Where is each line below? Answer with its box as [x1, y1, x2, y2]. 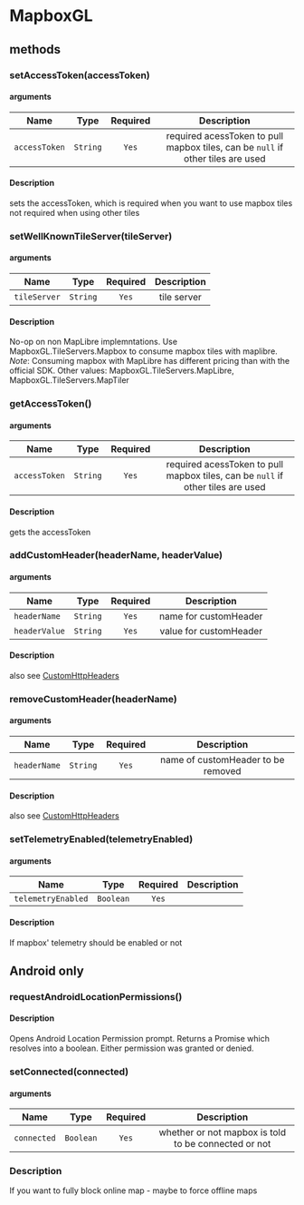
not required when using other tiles [9, 207, 140, 218]
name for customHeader [159, 610, 263, 622]
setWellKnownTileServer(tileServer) [9, 230, 173, 242]
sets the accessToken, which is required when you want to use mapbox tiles [9, 197, 293, 209]
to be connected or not [173, 1138, 271, 1151]
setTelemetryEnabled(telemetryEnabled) [9, 833, 194, 846]
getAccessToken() [9, 397, 92, 410]
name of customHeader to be [159, 754, 285, 767]
